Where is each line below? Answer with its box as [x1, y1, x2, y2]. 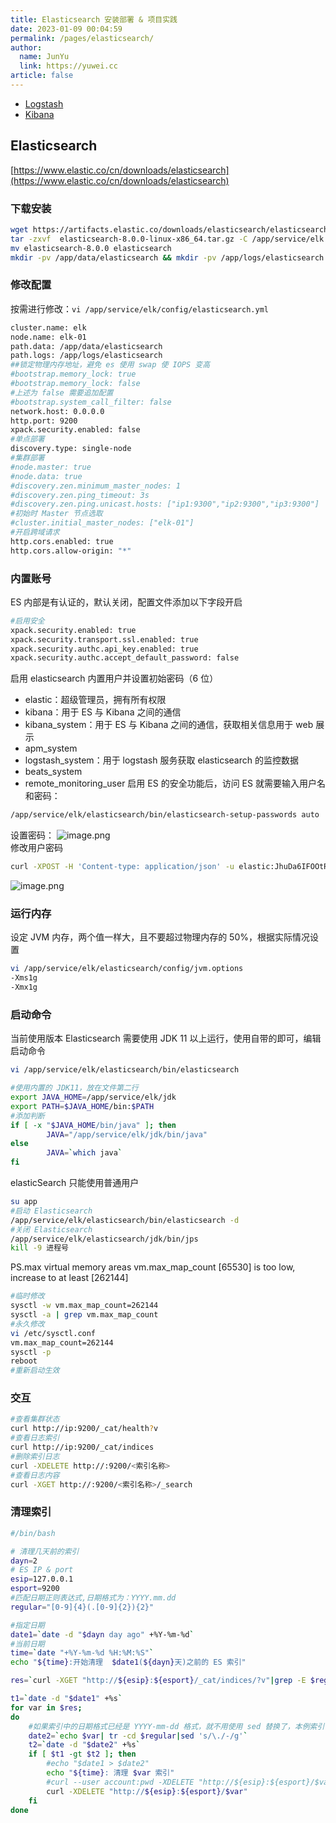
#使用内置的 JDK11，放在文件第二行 [10, 1083, 139, 1093]
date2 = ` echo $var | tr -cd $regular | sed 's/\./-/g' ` [28, 1731, 248, 1741]
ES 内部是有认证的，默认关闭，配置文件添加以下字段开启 [10, 596, 243, 608]
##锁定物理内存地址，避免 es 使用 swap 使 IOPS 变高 [10, 360, 211, 370]
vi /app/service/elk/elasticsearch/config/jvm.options [10, 964, 244, 974]
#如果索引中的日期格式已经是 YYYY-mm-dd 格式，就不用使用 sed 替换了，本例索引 [28, 1721, 325, 1731]
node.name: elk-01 [10, 332, 87, 342]
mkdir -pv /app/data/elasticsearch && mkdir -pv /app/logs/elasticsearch [10, 252, 325, 263]
